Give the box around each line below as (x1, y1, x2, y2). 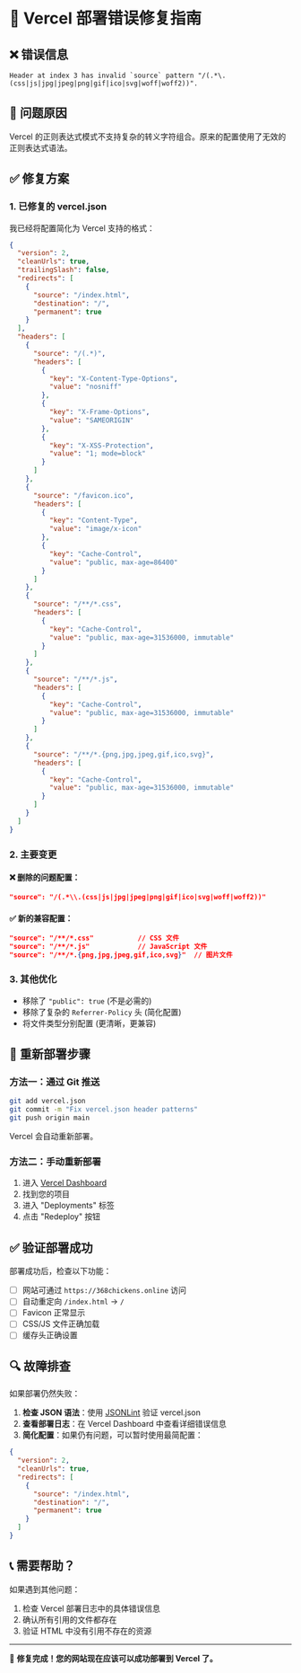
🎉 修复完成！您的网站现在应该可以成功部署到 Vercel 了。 (9, 1652, 218, 1663)
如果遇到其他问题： (9, 1583, 81, 1595)
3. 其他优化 (9, 973, 57, 986)
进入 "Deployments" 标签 (21, 1200, 115, 1211)
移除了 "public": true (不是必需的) (21, 995, 152, 1006)
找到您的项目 (21, 1189, 70, 1199)
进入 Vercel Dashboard (21, 1178, 107, 1189)
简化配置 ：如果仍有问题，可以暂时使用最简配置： (21, 1430, 203, 1440)
